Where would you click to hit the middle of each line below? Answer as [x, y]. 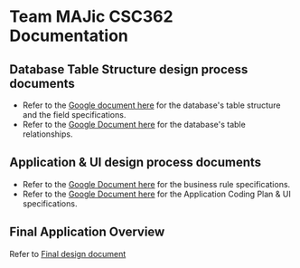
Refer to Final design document [68, 254]
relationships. [47, 134]
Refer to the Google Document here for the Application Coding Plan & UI [156, 194]
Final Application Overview [87, 232]
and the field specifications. [74, 115]
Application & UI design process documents [136, 163]
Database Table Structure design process [129, 69]
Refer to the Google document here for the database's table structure [151, 105]
